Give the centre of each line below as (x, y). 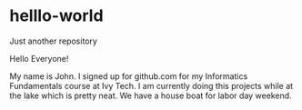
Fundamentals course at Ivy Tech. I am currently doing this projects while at (151, 85)
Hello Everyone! (39, 58)
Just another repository (54, 41)
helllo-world (56, 16)
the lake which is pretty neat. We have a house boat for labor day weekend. (151, 95)
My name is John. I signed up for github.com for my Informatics (129, 76)
